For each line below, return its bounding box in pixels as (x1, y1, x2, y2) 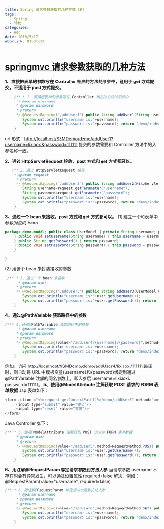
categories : (5, 25, 29, 30)
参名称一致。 (5, 147, 31, 154)
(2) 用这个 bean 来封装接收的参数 (5, 265, 72, 271)
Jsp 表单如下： (19, 387, 49, 393)
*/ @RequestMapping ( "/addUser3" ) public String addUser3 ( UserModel (16, 289, 156, 294)
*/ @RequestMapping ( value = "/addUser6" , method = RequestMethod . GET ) (16, 506, 152, 511)
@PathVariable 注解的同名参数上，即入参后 (5, 375, 92, 381)
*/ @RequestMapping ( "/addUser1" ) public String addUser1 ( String (16, 113, 150, 118)
